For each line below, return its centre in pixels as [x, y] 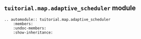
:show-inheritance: [33, 32]
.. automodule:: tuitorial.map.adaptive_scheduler [57, 19]
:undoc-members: [30, 28]
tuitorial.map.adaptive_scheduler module [70, 8]
